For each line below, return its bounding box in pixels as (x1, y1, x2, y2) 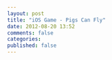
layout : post (7, 10, 45, 17)
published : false (7, 42, 57, 49)
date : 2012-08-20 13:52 (7, 23, 76, 30)
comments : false (7, 29, 54, 37)
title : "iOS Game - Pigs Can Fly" (7, 17, 107, 23)
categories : (7, 36, 41, 43)
